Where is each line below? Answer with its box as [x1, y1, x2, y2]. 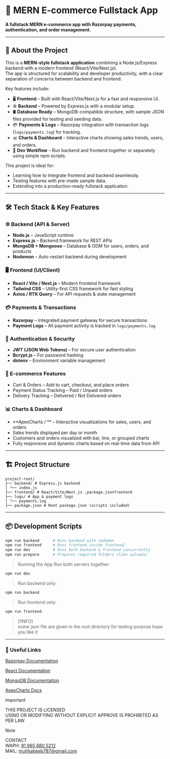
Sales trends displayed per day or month [12, 429, 98, 435]
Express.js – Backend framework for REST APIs [12, 237, 112, 244]
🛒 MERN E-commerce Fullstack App [5, 5, 158, 16]
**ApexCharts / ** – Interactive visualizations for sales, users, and [12, 419, 151, 425]
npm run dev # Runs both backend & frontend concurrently [5, 547, 151, 552]
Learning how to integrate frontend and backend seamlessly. [12, 172, 140, 178]
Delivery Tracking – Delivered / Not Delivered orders [12, 392, 121, 398]
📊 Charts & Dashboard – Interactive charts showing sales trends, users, [12, 134, 164, 141]
